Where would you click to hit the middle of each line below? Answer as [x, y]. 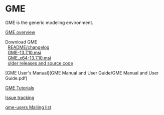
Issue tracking [20, 97]
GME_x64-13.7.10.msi [29, 57]
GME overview [20, 32]
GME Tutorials [20, 87]
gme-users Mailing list [28, 107]
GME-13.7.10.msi [24, 52]
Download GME [21, 42]
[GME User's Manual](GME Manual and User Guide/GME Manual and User [82, 72]
